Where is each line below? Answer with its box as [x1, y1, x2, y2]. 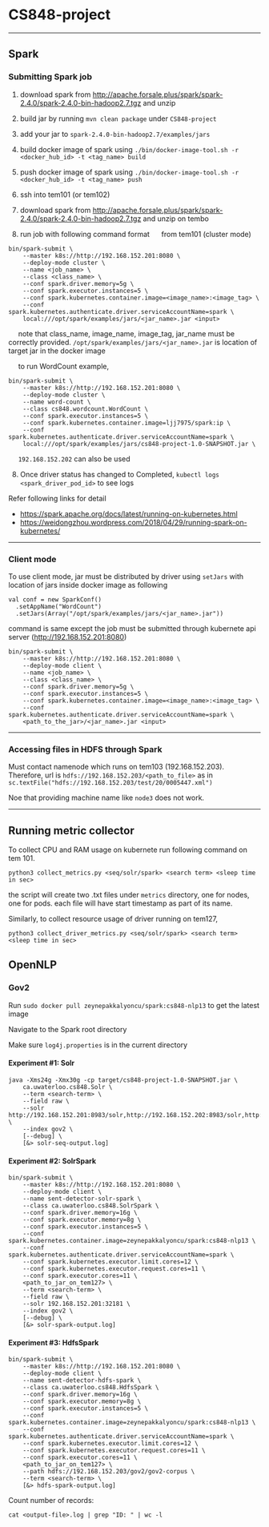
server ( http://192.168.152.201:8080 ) [8, 632, 127, 641]
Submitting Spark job [8, 71, 92, 82]
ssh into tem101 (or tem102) [19, 190, 110, 199]
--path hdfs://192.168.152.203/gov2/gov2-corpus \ [22, 1468, 195, 1476]
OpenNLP [8, 958, 58, 972]
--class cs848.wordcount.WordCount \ [22, 404, 149, 413]
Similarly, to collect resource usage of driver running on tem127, [8, 914, 219, 924]
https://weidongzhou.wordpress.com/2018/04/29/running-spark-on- [19, 517, 247, 527]
